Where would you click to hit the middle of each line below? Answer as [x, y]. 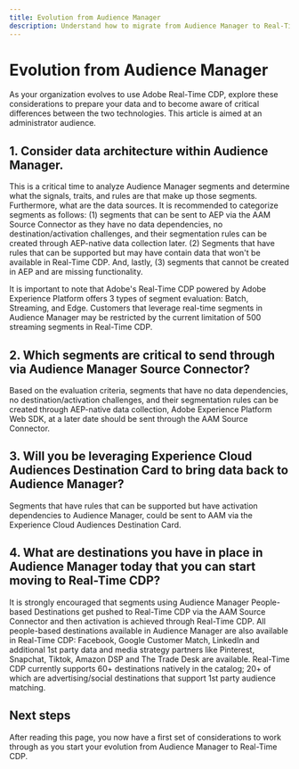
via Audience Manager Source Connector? [130, 369]
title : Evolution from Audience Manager [85, 17]
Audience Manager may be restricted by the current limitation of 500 [135, 318]
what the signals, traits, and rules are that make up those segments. [133, 196]
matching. [28, 687]
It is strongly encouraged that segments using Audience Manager [129, 602]
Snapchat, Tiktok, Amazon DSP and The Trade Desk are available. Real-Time [149, 659]
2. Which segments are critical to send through [142, 355]
